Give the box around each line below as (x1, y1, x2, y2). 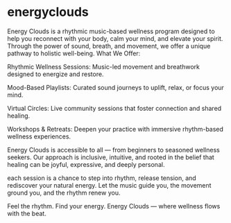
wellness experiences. (7, 132, 71, 141)
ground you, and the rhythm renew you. (7, 188, 121, 197)
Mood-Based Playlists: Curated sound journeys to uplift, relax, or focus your (7, 83, 224, 91)
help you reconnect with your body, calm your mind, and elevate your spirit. (7, 34, 223, 42)
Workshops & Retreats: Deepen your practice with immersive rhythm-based (7, 125, 224, 133)
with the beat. (7, 209, 46, 217)
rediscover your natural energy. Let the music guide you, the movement (7, 181, 212, 189)
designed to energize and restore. (7, 70, 104, 78)
